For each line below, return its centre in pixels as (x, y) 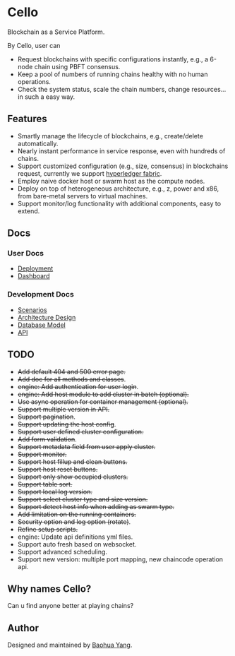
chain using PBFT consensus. (77, 66)
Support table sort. (45, 484)
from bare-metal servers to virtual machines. (83, 196)
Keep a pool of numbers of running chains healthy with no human (113, 74)
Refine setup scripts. (48, 529)
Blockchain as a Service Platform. (56, 32)
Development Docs (41, 294)
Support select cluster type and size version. (83, 499)
